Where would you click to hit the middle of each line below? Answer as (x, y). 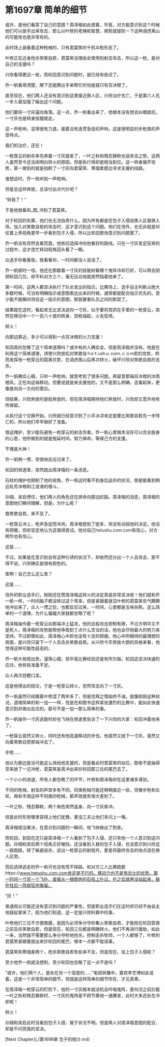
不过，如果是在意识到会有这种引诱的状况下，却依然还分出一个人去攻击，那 (80, 557)
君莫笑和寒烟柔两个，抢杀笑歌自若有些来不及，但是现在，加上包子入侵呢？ (80, 951)
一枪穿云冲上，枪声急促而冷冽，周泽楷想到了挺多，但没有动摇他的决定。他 (80, 524)
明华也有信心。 (20, 536)
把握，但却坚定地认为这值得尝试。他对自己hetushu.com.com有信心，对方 (83, 530)
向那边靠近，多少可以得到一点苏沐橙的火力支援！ (55, 337)
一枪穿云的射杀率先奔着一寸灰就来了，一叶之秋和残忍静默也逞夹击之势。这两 (82, 156)
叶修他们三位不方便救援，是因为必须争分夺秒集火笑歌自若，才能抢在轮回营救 (82, 923)
